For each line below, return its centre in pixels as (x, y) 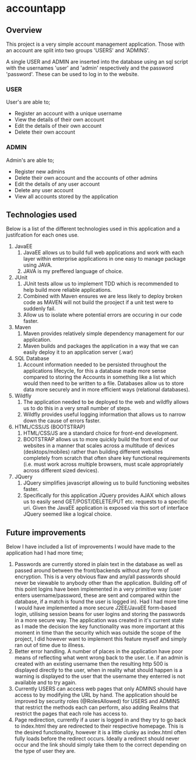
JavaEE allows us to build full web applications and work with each (103, 253)
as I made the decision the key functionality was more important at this (99, 626)
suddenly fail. (39, 309)
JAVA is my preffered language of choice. (73, 271)
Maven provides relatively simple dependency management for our (104, 333)
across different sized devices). (61, 471)
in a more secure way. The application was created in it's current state (99, 621)
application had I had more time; (45, 553)
